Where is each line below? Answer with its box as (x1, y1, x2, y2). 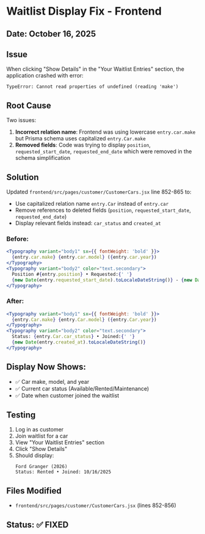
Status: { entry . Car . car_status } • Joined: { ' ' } (12, 334, 135, 340)
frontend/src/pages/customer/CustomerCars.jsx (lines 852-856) (15, 502, 177, 509)
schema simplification (15, 154, 71, 162)
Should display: (15, 452, 54, 459)
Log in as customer (15, 426, 64, 433)
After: (6, 297, 24, 306)
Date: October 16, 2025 (6, 29, 96, 39)
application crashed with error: (6, 72, 84, 79)
